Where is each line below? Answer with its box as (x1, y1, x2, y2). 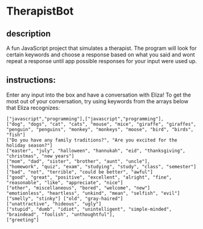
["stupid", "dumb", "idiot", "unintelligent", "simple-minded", (6, 206, 172, 212)
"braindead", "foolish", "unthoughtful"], (6, 211, 115, 217)
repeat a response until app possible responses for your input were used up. (6, 58, 197, 64)
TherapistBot (6, 4, 74, 18)
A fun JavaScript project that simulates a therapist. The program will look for (6, 44, 197, 52)
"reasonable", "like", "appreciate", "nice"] (6, 179, 123, 186)
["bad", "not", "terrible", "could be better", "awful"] (6, 169, 153, 175)
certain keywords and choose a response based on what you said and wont (6, 51, 195, 58)
